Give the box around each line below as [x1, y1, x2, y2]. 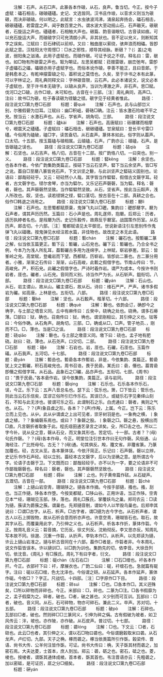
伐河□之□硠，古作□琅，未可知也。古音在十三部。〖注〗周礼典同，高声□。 [5, 89, 155, 95]
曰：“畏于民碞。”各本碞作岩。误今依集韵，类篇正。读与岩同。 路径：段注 [5, 375, 157, 381]
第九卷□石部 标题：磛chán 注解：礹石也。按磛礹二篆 [34, 235, 157, 241]
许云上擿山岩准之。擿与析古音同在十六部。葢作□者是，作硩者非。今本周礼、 [5, 539, 158, 544]
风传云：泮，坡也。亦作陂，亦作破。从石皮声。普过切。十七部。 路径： [5, 618, 155, 624]
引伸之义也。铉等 [123, 314, 158, 320]
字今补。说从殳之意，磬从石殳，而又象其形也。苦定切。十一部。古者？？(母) [5, 430, 157, 435]
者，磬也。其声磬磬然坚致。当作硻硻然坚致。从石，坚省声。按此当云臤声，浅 [5, 187, 158, 192]
